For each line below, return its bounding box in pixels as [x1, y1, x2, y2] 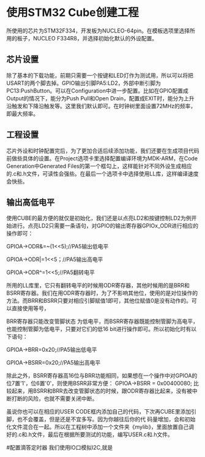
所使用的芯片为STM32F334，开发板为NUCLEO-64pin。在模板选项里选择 [6, 27, 190, 34]
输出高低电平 [6, 197, 55, 207]
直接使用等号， [11, 305, 50, 312]
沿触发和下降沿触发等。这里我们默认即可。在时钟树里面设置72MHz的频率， [6, 102, 196, 110]
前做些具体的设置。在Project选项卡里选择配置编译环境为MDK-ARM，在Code [6, 154, 198, 162]
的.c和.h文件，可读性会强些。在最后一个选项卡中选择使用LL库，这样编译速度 [6, 169, 199, 177]
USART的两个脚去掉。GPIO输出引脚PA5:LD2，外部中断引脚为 [6, 79, 161, 86]
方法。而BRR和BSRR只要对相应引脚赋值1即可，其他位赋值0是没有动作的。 [6, 297, 192, 305]
